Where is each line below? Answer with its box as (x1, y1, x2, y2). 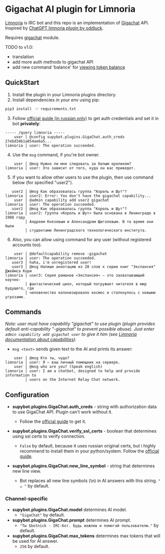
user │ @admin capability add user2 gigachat (14, 197, 110, 203)
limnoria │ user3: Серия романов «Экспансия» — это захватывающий (5, 273, 145, 278)
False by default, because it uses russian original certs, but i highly (19, 443, 156, 449)
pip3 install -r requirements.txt (5, 106, 77, 111)
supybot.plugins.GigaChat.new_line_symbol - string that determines (12, 463, 155, 469)
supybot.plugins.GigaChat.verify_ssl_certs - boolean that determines (12, 428, 157, 434)
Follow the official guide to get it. (19, 418, 86, 425)
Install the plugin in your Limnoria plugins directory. (12, 91, 117, 97)
